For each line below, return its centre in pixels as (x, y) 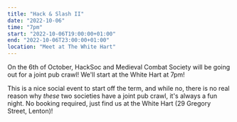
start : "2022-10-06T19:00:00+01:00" (62, 34)
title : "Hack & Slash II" (46, 14)
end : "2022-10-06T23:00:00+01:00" (59, 40)
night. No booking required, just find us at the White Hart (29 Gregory (109, 103)
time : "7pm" (25, 27)
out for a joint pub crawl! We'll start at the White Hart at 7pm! (96, 74)
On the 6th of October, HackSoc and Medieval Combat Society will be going (119, 67)
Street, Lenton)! (30, 111)
